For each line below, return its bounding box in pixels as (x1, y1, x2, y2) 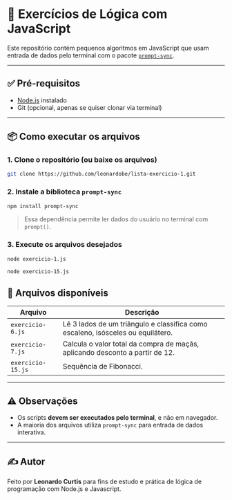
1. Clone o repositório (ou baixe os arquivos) (7, 155, 157, 165)
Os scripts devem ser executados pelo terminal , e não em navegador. (17, 414, 218, 422)
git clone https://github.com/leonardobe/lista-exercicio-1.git (7, 171, 196, 178)
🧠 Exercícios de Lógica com (7, 6, 168, 22)
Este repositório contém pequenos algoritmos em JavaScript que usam (7, 44, 209, 52)
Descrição (124, 308, 159, 317)
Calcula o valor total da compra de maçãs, (62, 339, 200, 349)
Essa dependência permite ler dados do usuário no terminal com (23, 215, 209, 223)
